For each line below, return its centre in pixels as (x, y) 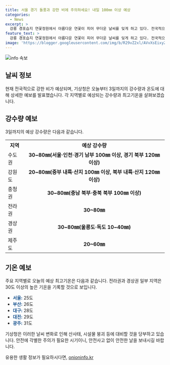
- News (17, 19)
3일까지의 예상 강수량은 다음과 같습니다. (45, 132)
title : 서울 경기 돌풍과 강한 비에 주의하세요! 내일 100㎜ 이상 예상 (68, 10)
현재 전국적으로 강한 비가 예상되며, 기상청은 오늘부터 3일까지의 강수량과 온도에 (82, 89)
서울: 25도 (23, 298)
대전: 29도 (23, 317)
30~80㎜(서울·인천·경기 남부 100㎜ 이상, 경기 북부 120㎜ (94, 155)
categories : (18, 15)
